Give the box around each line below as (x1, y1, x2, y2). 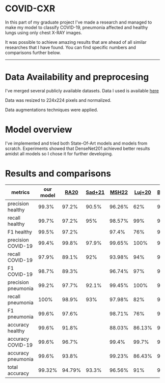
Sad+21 (85, 189, 105, 196)
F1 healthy (7, 228, 32, 235)
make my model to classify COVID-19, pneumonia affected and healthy (5, 24, 148, 30)
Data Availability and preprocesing (5, 72, 149, 83)
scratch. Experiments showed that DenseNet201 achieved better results (5, 146, 150, 151)
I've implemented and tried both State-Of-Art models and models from (5, 140, 148, 146)
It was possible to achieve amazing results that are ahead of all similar (5, 39, 147, 45)
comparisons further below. (5, 50, 61, 56)
